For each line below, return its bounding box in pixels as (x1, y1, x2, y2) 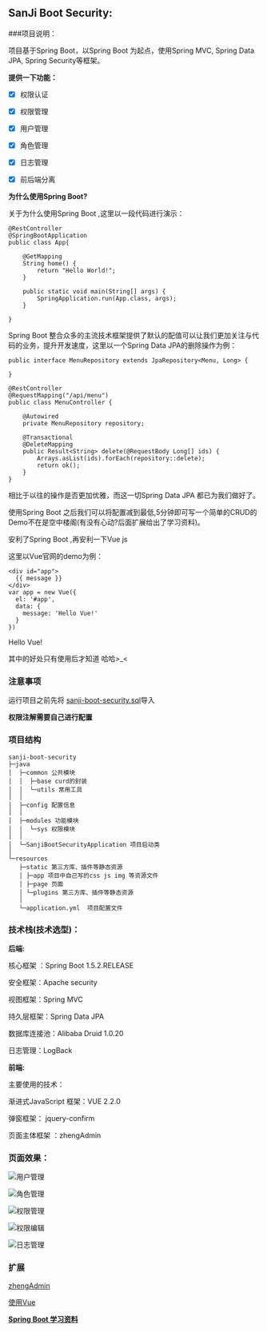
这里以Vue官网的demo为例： (8, 552, 104, 561)
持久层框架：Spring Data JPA (8, 1011, 105, 1022)
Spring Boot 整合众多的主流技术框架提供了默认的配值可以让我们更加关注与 (8, 331, 253, 341)
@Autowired (22, 413, 59, 421)
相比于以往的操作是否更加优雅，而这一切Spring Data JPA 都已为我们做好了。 (8, 491, 261, 500)
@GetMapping (22, 253, 62, 261)
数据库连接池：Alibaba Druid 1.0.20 (8, 1029, 124, 1039)
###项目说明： (8, 28, 58, 38)
